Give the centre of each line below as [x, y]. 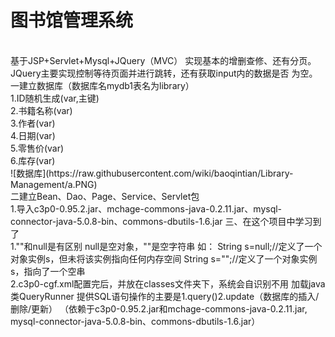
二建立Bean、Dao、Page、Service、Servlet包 [105, 196]
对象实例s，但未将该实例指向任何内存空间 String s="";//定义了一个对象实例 [164, 258]
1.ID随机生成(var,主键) [55, 98]
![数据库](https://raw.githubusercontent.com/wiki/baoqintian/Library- [152, 173]
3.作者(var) [33, 123]
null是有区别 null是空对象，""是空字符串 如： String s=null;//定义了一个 [177, 246]
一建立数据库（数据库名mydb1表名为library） [102, 85]
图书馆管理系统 [72, 20]
